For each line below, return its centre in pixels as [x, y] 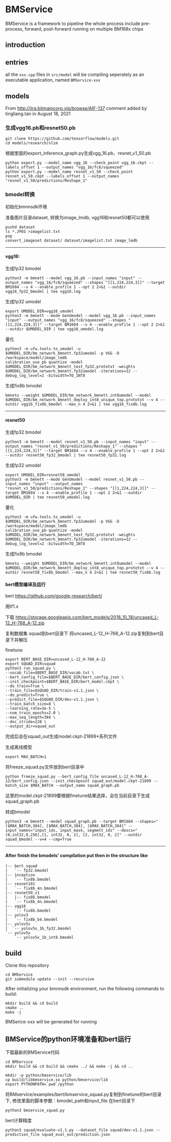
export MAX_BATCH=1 [26, 757]
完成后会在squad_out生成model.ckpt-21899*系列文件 [61, 736]
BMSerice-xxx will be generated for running [51, 1022]
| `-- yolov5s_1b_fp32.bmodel [38, 928]
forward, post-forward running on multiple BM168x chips [84, 29]
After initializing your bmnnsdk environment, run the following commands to [85, 989]
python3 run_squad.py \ [31, 669]
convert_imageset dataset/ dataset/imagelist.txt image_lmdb [72, 241]
